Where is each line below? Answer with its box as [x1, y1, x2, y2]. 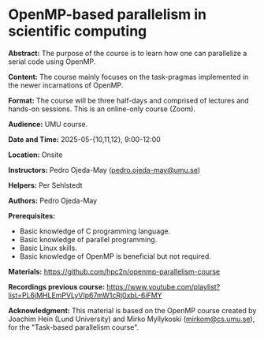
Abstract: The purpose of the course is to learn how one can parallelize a [8, 48, 247, 58]
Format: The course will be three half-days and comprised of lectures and [8, 95, 250, 105]
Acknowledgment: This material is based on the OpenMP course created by [8, 305, 257, 315]
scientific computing [8, 22, 147, 40]
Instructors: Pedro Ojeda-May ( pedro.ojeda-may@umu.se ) [8, 165, 201, 174]
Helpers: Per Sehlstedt [8, 180, 83, 190]
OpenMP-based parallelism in [8, 6, 207, 24]
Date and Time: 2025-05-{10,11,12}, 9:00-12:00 [8, 134, 162, 144]
